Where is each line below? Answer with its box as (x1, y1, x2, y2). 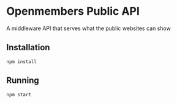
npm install (6, 58, 37, 65)
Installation (6, 42, 50, 53)
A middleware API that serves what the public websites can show (6, 25, 171, 32)
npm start (6, 91, 32, 97)
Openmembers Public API (6, 4, 140, 18)
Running (6, 75, 40, 86)
